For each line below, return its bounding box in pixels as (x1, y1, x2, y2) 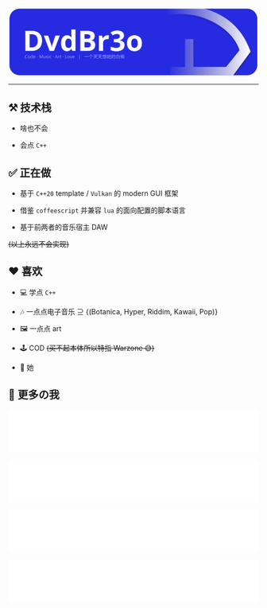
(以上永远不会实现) (8, 239, 70, 248)
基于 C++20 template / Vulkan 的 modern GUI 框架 (19, 188, 179, 198)
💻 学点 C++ (19, 287, 56, 297)
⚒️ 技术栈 (8, 100, 52, 115)
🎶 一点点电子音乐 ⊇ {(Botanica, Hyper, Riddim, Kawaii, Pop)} (19, 306, 219, 316)
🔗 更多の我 (8, 388, 60, 402)
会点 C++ (19, 140, 48, 150)
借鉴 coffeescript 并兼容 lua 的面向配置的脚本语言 (19, 205, 186, 215)
